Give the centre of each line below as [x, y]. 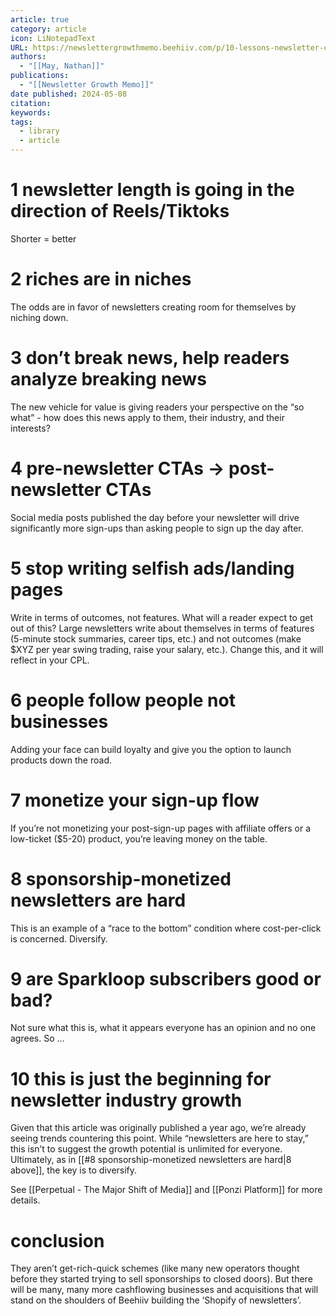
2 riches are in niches [101, 279]
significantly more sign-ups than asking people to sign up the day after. [157, 528]
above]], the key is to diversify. [74, 1170]
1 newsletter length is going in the [152, 190]
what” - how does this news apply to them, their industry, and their [147, 417]
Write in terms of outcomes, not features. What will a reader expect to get [162, 617]
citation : [31, 103]
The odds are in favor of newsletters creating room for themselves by [153, 307]
